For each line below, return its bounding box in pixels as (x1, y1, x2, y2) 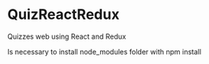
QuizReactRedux (7, 6, 120, 24)
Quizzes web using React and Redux (7, 32, 127, 41)
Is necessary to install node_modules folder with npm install (7, 47, 202, 56)
